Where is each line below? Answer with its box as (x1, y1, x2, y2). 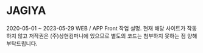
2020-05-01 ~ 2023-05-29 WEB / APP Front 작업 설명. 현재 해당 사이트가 (6, 24, 186, 32)
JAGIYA (6, 4, 46, 18)
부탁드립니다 (6, 40, 37, 47)
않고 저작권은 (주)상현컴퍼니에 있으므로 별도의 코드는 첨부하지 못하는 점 (17, 32, 186, 40)
